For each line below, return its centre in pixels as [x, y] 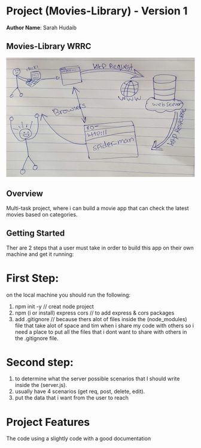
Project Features [48, 422]
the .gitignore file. [36, 338]
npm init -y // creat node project [54, 306]
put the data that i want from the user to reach [71, 398]
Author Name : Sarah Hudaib [41, 28]
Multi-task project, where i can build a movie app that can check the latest [98, 208]
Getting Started [36, 234]
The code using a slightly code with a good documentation [79, 438]
